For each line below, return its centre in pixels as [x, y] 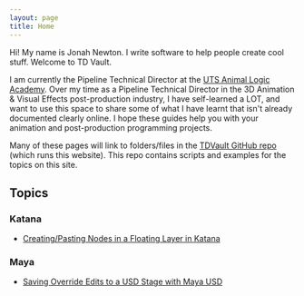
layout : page [34, 18]
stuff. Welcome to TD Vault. [60, 62]
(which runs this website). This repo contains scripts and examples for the [148, 154]
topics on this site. [44, 164]
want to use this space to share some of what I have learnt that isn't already [151, 108]
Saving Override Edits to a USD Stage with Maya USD [123, 281]
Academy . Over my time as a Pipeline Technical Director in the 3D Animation [152, 89]
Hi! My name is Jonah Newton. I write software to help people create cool [147, 52]
